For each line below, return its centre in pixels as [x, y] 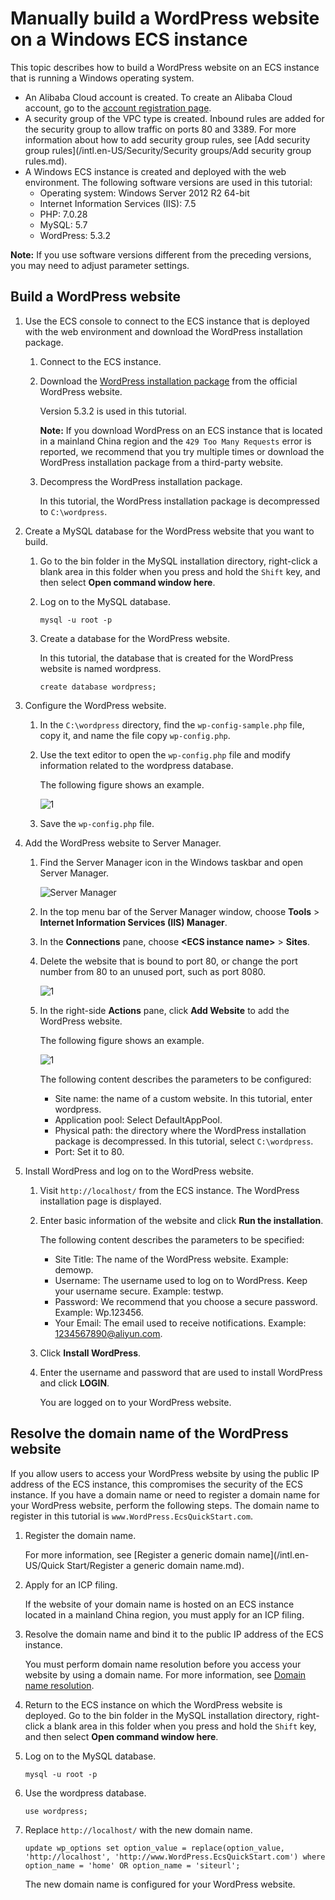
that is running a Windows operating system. [102, 78]
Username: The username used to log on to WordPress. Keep [181, 1280]
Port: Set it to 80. [89, 1151]
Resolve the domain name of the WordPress [149, 1433]
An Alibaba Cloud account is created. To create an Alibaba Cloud [158, 97]
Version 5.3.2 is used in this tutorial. [113, 411]
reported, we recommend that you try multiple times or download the [182, 451]
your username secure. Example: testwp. [139, 1291]
